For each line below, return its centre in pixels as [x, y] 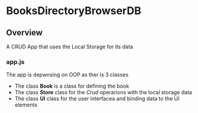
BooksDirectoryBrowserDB [74, 11]
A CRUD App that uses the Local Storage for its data [70, 46]
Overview [25, 33]
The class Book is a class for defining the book [72, 86]
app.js [15, 62]
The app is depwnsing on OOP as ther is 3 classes [67, 75]
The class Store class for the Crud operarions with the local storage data [103, 92]
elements [26, 105]
